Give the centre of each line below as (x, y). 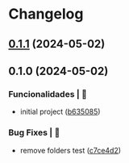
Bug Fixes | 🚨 (34, 132)
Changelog (46, 14)
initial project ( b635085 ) (60, 112)
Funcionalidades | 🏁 (48, 94)
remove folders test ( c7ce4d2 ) (71, 150)
